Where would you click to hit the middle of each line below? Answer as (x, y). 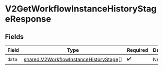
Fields (15, 37)
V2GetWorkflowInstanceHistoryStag (81, 9)
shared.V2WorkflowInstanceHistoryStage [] (73, 59)
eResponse (28, 19)
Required (138, 50)
